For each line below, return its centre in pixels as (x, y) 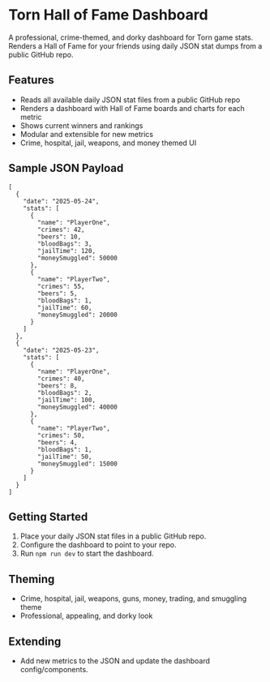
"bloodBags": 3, (65, 244)
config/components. (54, 669)
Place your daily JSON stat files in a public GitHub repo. (113, 536)
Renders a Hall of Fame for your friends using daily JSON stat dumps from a (135, 45)
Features (31, 80)
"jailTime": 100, (66, 400)
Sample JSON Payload (66, 168)
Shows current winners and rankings (81, 125)
